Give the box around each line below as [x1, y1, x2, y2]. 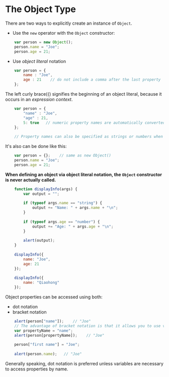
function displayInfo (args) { [14, 186, 78, 192]
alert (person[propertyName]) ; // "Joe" [14, 333, 105, 338]
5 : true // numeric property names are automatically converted [23, 120, 165, 125]
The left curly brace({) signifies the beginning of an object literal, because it [5, 91, 162, 97]
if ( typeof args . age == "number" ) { [23, 219, 100, 224]
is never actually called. [5, 177, 56, 183]
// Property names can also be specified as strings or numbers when [14, 134, 163, 139]
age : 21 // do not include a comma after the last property [23, 77, 161, 83]
